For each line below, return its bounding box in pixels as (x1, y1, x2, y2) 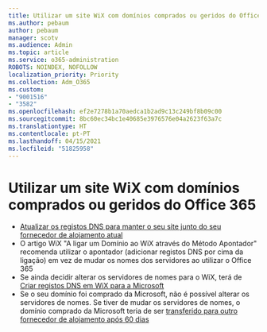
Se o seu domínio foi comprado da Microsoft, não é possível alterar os (19, 289, 250, 299)
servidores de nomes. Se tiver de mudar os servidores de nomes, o (19, 298, 241, 307)
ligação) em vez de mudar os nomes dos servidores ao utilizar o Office (19, 256, 252, 265)
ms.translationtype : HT (8, 122, 87, 130)
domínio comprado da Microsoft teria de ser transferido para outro (19, 307, 238, 316)
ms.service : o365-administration (8, 56, 119, 64)
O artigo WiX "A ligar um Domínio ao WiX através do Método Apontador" (19, 239, 257, 249)
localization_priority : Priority (8, 71, 119, 79)
